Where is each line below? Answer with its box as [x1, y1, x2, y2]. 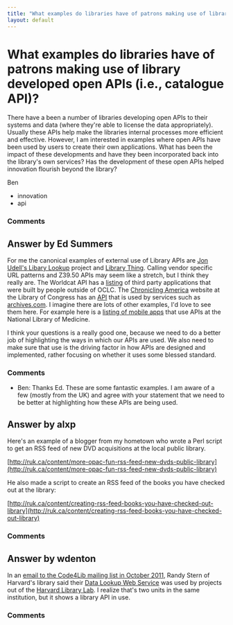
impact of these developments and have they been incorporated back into [7, 150, 219, 159]
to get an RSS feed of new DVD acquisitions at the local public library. [7, 444, 206, 452]
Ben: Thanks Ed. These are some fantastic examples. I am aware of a [17, 384, 215, 392]
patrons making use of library [7, 61, 181, 77]
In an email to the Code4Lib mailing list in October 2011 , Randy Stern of [7, 571, 210, 579]
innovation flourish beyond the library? [7, 165, 118, 173]
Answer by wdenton [7, 552, 96, 565]
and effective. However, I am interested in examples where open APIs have [7, 136, 221, 144]
